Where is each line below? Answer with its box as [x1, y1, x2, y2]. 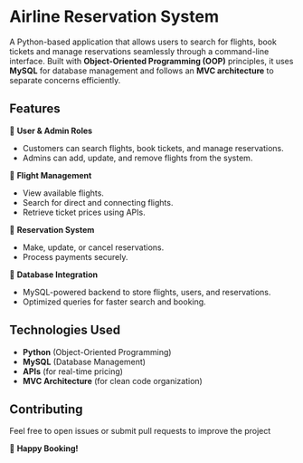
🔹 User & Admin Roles [9, 125, 93, 136]
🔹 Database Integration [9, 269, 98, 280]
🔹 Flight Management [9, 169, 92, 180]
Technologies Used [9, 323, 120, 338]
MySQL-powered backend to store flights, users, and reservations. [22, 286, 271, 297]
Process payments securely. [22, 251, 128, 262]
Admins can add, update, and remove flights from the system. [22, 152, 253, 163]
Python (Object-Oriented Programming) [22, 346, 172, 357]
